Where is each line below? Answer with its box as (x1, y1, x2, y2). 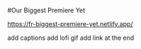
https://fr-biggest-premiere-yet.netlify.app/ (7, 20, 133, 28)
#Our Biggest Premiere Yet (7, 6, 86, 14)
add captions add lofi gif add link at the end (7, 33, 135, 42)
